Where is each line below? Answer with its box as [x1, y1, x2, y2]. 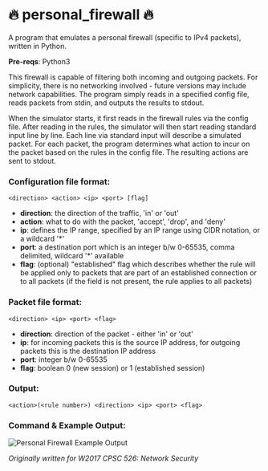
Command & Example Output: [8, 420, 126, 431]
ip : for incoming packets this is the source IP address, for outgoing [19, 337, 241, 347]
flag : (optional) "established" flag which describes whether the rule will [19, 259, 256, 270]
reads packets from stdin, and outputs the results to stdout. [8, 98, 205, 108]
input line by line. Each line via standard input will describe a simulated [8, 130, 242, 140]
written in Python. [8, 41, 67, 51]
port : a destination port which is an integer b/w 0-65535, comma [19, 242, 235, 252]
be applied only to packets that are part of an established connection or [19, 268, 257, 278]
